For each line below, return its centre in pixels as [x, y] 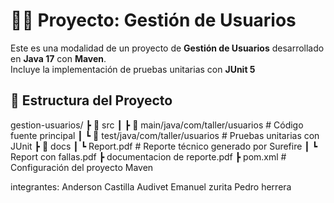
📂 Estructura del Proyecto [91, 100]
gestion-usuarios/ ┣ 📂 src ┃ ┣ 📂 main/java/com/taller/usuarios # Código [157, 125]
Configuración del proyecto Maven [82, 167]
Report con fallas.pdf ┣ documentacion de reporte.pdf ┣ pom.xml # [148, 156]
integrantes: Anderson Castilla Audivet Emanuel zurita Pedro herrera [151, 186]
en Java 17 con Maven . [58, 58]
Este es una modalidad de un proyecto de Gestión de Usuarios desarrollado [167, 48]
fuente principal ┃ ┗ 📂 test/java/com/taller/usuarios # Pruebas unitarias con [165, 135]
